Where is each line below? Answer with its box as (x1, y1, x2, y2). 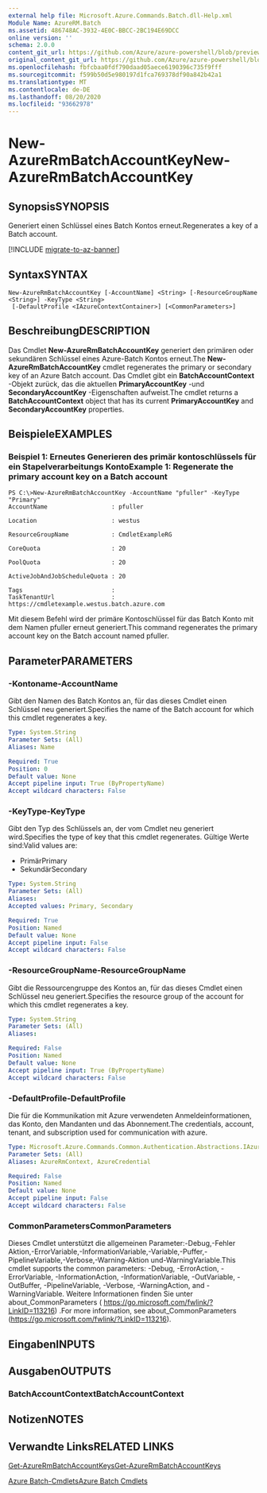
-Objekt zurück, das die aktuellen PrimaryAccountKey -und (8, 379, 205, 389)
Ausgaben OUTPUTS (8, 1364, 111, 1378)
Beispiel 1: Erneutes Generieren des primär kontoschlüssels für (8, 451, 257, 462)
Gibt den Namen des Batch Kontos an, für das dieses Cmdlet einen (8, 696, 227, 706)
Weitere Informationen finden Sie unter (66, 1289, 193, 1299)
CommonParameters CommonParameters (8, 1220, 172, 1232)
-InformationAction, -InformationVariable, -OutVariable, (55, 1272, 236, 1282)
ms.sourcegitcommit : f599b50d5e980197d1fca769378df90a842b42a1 (8, 71, 222, 79)
